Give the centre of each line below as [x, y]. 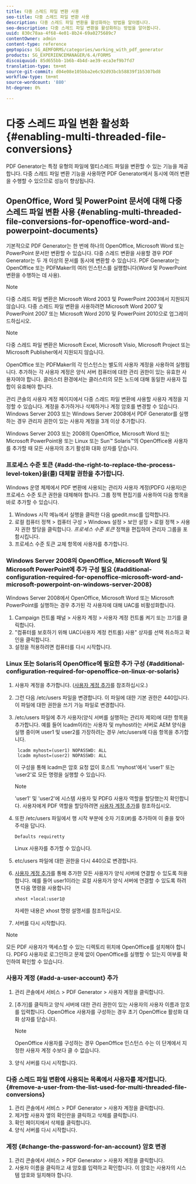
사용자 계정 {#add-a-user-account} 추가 [62, 978]
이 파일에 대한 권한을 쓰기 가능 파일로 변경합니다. [70, 705]
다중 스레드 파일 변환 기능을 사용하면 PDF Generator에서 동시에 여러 [101, 173]
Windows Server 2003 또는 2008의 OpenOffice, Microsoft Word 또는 [88, 433]
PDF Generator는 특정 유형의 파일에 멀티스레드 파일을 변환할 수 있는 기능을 [92, 166]
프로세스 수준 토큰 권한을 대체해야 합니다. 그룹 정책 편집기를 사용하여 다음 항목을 [97, 495]
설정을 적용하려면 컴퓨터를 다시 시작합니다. [63, 647]
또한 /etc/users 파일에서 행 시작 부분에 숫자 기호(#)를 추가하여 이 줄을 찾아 [100, 818]
